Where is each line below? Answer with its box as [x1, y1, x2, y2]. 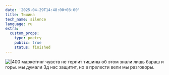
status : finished [14, 45, 51, 50]
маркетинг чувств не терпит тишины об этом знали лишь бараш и [21, 58, 164, 64]
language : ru [5, 21, 33, 27]
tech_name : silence [5, 17, 46, 22]
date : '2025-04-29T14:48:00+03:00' [5, 7, 80, 13]
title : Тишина [5, 12, 35, 17]
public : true [14, 40, 42, 45]
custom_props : [10, 31, 39, 36]
